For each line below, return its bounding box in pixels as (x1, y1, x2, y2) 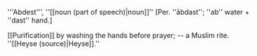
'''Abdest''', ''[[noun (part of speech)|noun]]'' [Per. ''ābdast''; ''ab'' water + (7, 8, 250, 16)
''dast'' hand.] (7, 16, 53, 25)
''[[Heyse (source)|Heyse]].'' (7, 39, 100, 48)
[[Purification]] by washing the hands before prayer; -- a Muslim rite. (7, 31, 229, 40)
